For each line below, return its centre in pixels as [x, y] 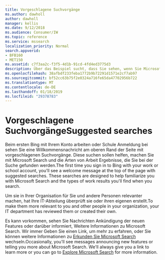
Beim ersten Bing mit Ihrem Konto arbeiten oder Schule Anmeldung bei [77, 145]
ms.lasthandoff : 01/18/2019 [34, 92]
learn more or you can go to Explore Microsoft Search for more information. [82, 252]
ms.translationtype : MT [29, 82]
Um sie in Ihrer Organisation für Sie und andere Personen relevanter [74, 196]
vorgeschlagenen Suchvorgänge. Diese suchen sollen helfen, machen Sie [80, 155]
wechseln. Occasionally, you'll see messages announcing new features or [79, 242]
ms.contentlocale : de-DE [30, 87]
